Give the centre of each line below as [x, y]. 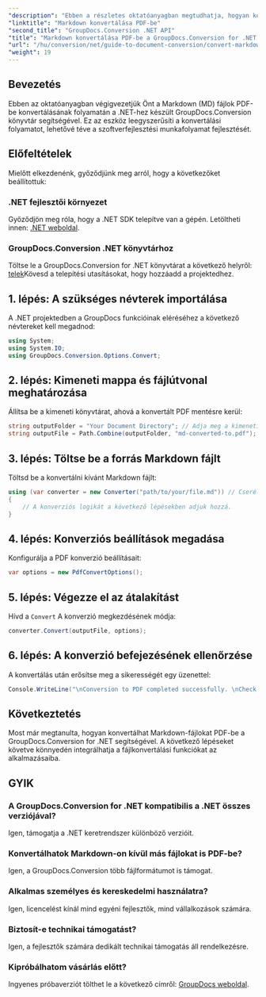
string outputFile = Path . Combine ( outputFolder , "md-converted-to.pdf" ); [133, 434]
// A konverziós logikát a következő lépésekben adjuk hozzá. [127, 507]
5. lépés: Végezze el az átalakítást [94, 597]
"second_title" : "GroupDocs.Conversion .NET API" [92, 30]
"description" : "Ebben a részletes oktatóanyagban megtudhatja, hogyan [129, 15]
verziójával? [32, 815]
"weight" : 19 [30, 52]
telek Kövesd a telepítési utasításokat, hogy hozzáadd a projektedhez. [121, 274]
